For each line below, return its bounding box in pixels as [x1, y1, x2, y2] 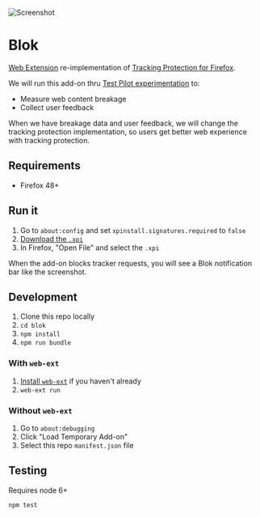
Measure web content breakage [19, 94, 127, 104]
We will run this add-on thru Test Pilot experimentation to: [8, 78, 200, 88]
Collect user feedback [19, 102, 94, 112]
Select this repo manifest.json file [19, 440, 134, 450]
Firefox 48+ [19, 180, 60, 190]
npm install [19, 330, 61, 339]
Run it [8, 204, 39, 218]
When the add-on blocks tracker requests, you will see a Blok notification [8, 258, 253, 268]
